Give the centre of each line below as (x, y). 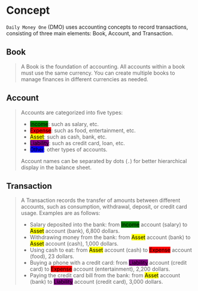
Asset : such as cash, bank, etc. (68, 137)
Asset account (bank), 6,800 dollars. (75, 231)
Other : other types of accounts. (68, 149)
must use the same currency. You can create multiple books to (98, 73)
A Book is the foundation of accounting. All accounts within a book (103, 66)
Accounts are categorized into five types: (72, 112)
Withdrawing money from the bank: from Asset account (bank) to (110, 237)
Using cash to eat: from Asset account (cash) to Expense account (111, 250)
